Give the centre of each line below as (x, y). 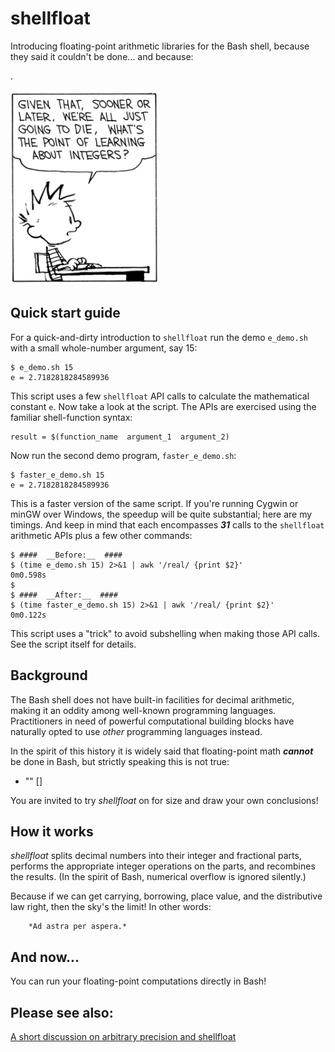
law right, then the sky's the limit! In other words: (111, 907)
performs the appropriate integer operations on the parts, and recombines (163, 866)
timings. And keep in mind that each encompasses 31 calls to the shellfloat (167, 524)
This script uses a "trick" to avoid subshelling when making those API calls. (165, 633)
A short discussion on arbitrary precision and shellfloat (123, 1036)
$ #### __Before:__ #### (66, 555)
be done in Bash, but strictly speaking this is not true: (120, 761)
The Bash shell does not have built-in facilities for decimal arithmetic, (152, 699)
